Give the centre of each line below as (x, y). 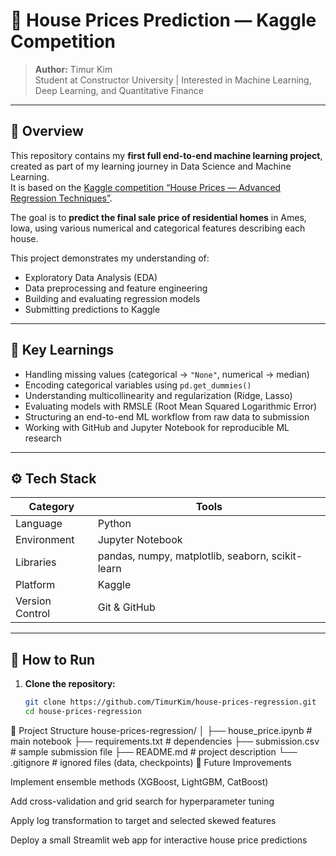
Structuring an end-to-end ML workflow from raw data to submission (167, 416)
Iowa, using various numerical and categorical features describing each (158, 228)
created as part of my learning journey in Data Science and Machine (151, 166)
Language (39, 524)
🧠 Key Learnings (62, 350)
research (43, 438)
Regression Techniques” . (61, 198)
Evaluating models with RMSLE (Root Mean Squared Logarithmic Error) (171, 406)
